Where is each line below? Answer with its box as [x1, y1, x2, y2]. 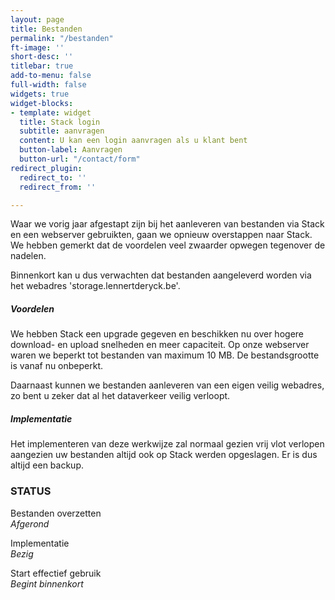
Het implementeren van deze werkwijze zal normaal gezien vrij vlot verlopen [10, 438, 325, 450]
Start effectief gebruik [10, 567, 102, 579]
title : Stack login [19, 117, 101, 127]
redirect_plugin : [10, 163, 83, 173]
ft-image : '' [10, 42, 65, 53]
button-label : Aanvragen [19, 145, 123, 155]
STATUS [10, 484, 52, 498]
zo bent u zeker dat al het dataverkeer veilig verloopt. [10, 390, 231, 402]
